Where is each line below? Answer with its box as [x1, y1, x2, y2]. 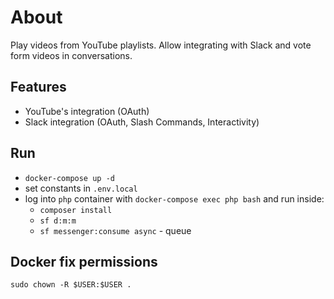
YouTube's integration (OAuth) [24, 105, 150, 117]
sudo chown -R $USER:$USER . [10, 280, 132, 290]
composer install [39, 205, 113, 215]
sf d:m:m [39, 216, 77, 226]
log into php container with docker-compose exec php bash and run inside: [24, 192, 325, 205]
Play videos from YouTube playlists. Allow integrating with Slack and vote [10, 39, 312, 51]
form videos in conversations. [10, 49, 133, 61]
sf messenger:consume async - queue [39, 224, 192, 236]
